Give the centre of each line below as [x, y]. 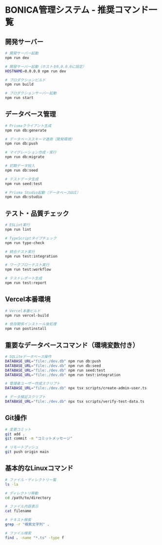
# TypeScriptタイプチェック [31, 238]
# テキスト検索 [18, 520]
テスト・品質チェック [37, 213]
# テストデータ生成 [22, 179]
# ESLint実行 [18, 225]
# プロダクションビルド [26, 80]
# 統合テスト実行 [20, 252]
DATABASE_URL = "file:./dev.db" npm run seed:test [55, 370]
